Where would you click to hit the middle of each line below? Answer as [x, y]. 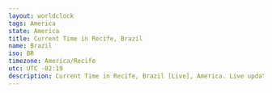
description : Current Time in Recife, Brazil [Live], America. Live [126, 76]
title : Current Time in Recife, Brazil [76, 38]
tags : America [32, 23]
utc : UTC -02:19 [36, 69]
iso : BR [21, 53]
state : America [34, 31]
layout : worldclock [41, 16]
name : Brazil [30, 46]
